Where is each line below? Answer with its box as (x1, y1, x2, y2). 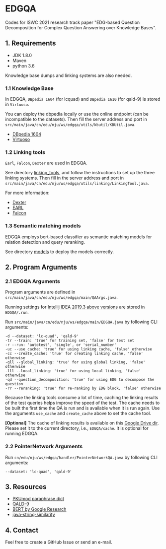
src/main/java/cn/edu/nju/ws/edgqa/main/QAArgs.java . (5, 294, 118, 300)
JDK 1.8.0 (12, 52, 32, 58)
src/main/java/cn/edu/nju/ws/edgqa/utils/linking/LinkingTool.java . (5, 180, 149, 186)
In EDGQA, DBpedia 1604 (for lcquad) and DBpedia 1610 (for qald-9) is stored (5, 96, 161, 102)
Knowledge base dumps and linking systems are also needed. (5, 72, 132, 78)
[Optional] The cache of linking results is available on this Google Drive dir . (5, 420, 159, 426)
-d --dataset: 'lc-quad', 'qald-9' (5, 334, 79, 339)
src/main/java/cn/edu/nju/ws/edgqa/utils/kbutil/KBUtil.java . (5, 122, 136, 128)
